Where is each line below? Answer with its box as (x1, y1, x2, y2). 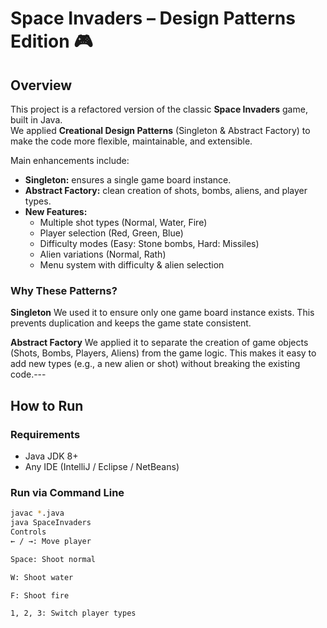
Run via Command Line (10, 485, 125, 499)
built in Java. (10, 114, 63, 126)
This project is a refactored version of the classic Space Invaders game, (10, 103, 308, 115)
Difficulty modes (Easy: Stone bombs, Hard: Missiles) (39, 238, 260, 249)
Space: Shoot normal (10, 554, 97, 564)
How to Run (10, 397, 84, 414)
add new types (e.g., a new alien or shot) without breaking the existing (10, 358, 301, 370)
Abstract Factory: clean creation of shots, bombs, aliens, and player (24, 185, 308, 196)
